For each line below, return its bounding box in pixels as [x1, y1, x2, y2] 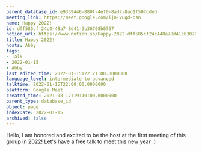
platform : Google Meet [6, 87, 63, 93]
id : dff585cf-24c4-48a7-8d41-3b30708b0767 [6, 25, 114, 32]
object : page [6, 103, 39, 110]
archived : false [6, 115, 47, 121]
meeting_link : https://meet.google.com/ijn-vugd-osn [6, 14, 141, 20]
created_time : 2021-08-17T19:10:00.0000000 [6, 93, 117, 99]
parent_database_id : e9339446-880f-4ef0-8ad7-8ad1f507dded [6, 8, 158, 15]
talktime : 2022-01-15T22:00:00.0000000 [6, 82, 106, 88]
